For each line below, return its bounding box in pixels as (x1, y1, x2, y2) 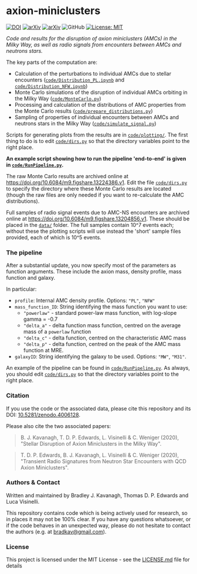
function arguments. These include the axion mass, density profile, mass (6, 268, 182, 275)
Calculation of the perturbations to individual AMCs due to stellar (14, 70, 172, 77)
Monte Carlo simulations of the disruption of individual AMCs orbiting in (14, 89, 188, 96)
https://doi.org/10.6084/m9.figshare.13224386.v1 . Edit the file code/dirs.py (6, 179, 188, 186)
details (6, 562, 22, 569)
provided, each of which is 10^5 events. (6, 233, 101, 241)
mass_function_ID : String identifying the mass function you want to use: (14, 303, 188, 310)
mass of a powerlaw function (23, 328, 91, 335)
